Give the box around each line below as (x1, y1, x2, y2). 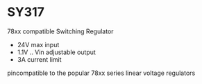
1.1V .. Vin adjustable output (17, 48, 96, 56)
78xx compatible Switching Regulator (7, 27, 114, 35)
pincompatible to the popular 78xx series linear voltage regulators (7, 69, 196, 77)
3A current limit (17, 55, 62, 63)
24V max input (17, 40, 60, 49)
